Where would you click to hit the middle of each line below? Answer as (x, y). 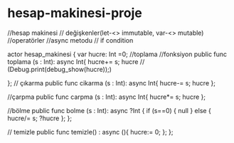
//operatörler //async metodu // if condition (70, 40)
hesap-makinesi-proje (75, 13)
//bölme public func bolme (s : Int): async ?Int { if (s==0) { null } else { (109, 110)
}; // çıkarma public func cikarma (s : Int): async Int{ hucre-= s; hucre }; (111, 83)
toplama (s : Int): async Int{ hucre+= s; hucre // (76, 61)
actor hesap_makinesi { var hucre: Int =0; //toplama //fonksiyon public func (117, 54)
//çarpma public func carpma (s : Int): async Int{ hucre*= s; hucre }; (107, 97)
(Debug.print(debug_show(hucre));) (60, 69)
